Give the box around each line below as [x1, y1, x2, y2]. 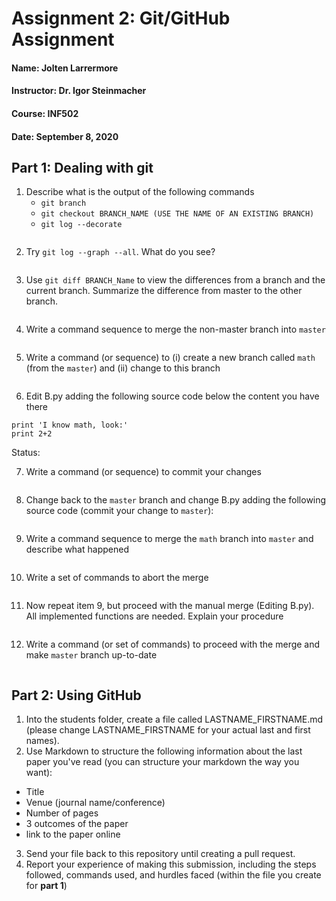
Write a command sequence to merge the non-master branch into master [25, 323, 326, 336]
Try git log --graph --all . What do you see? [25, 246, 216, 258]
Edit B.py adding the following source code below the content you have [25, 390, 320, 402]
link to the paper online [25, 828, 121, 841]
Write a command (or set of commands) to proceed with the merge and [25, 638, 321, 651]
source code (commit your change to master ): [25, 505, 214, 517]
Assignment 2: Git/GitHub [11, 7, 231, 30]
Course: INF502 [11, 107, 79, 119]
